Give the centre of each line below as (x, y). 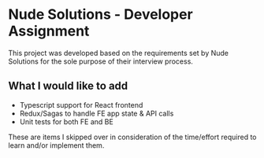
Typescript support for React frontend (81, 105)
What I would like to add (68, 86)
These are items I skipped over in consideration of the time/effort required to (132, 137)
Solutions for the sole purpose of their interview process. (100, 61)
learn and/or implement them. (56, 145)
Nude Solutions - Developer (100, 15)
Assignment (49, 31)
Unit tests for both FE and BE (67, 121)
